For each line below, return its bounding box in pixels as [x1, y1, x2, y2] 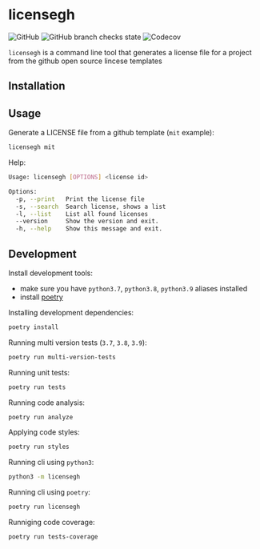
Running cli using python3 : [8, 458, 94, 467]
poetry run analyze [8, 413, 74, 421]
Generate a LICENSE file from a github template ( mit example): [8, 128, 214, 138]
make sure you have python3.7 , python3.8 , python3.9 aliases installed [19, 283, 248, 293]
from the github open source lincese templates [8, 56, 162, 66]
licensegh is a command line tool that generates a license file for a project [8, 47, 252, 57]
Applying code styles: [8, 427, 80, 437]
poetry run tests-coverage [8, 533, 98, 541]
